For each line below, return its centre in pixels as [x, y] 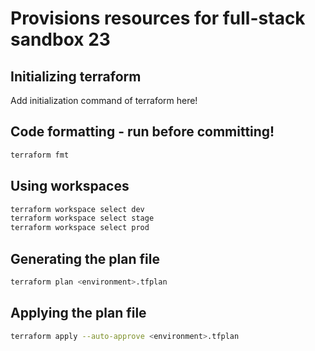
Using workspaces [70, 186]
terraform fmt [40, 155]
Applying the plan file [78, 313]
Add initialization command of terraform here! [104, 100]
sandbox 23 [60, 39]
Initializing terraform [76, 76]
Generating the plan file [85, 258]
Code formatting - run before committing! [142, 132]
